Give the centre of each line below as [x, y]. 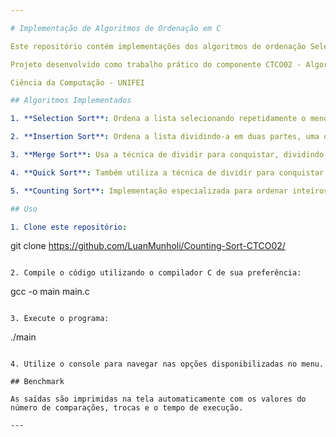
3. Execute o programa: [60, 319]
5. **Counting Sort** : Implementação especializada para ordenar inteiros [169, 191]
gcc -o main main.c [50, 292]
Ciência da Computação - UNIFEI [77, 82]
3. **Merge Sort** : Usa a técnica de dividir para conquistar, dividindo [167, 155]
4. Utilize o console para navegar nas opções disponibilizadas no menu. [167, 364]
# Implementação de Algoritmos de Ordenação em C [116, 28]
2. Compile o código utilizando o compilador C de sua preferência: [156, 273]
